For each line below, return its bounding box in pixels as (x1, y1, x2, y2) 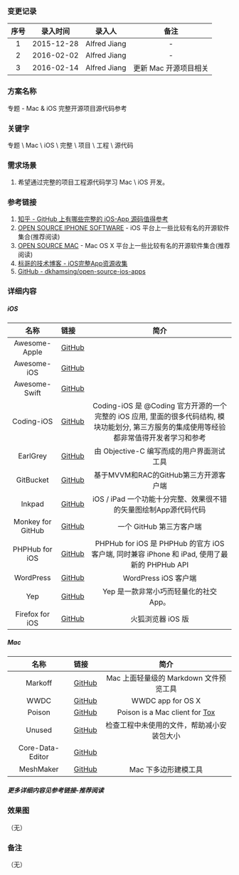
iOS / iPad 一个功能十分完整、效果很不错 (92, 494, 228, 504)
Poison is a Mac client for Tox (117, 707, 216, 717)
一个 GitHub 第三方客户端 (117, 522, 202, 532)
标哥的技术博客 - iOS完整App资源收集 (17, 259, 128, 268)
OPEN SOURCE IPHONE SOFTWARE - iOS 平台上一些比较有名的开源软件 (17, 224, 230, 232)
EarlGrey (18, 451, 48, 461)
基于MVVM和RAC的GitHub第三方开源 (93, 471, 219, 481)
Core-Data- (18, 743, 60, 753)
